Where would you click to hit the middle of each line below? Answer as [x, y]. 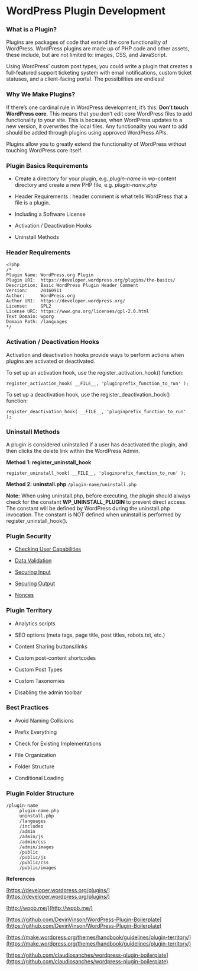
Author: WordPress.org [41, 296]
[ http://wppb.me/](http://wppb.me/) [50, 908]
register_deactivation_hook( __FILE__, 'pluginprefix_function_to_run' [96, 411]
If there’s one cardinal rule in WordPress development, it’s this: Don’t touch [97, 107]
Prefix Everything [36, 732]
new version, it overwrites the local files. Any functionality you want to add [97, 126]
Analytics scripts [35, 623]
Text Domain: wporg [30, 317]
